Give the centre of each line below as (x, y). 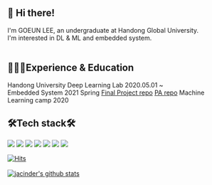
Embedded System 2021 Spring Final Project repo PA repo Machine (106, 92)
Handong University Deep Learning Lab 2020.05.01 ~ (85, 85)
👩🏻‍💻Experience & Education (71, 68)
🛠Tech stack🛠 (42, 123)
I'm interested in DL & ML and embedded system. (80, 38)
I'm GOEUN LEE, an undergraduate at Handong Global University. (103, 30)
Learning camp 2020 (38, 100)
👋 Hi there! (31, 13)
